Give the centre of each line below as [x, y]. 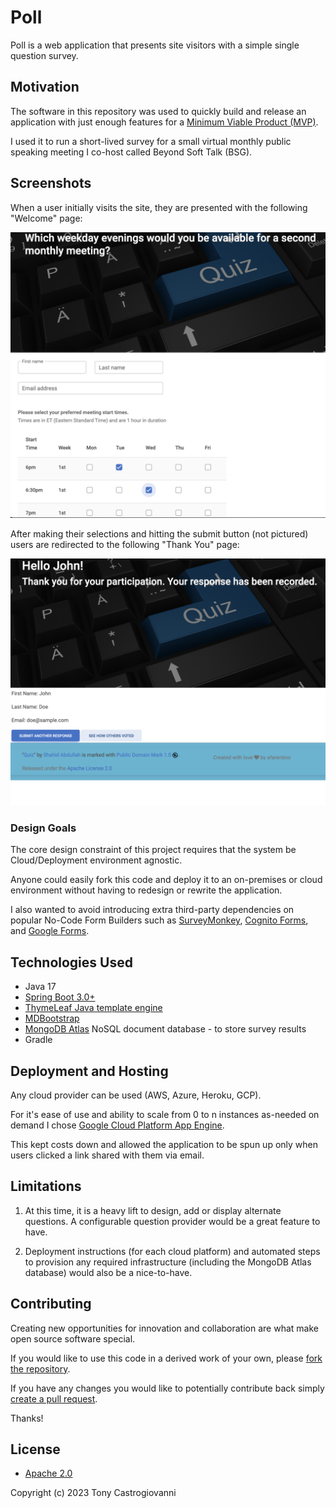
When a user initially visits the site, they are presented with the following [159, 207]
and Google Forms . [50, 931]
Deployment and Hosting [89, 1071]
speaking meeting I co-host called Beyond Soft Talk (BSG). [131, 152]
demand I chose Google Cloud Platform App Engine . [117, 1125]
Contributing [51, 1304]
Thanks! [27, 1418]
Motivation [45, 87]
